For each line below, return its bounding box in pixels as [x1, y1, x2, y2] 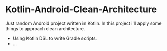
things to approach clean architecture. [5, 25, 86, 31]
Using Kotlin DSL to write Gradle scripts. [12, 35, 97, 41]
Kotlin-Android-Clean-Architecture [5, 4, 157, 15]
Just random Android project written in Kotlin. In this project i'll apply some [5, 20, 162, 26]
